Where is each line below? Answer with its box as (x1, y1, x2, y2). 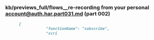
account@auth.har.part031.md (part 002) (5, 10, 110, 17)
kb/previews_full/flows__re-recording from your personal (5, 4, 149, 11)
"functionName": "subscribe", (45, 26, 110, 31)
